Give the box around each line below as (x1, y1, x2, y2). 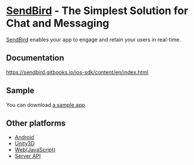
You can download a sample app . (6, 101, 87, 108)
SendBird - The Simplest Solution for (6, 4, 189, 18)
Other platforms (6, 118, 66, 128)
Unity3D (14, 140, 35, 147)
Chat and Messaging (6, 16, 110, 30)
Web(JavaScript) (14, 146, 56, 153)
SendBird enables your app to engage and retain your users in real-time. (6, 36, 181, 43)
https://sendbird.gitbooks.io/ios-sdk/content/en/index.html (6, 69, 149, 76)
